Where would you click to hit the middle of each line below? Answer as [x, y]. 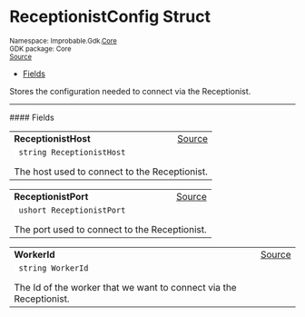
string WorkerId [54, 268]
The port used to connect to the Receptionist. [110, 229]
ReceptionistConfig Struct [110, 17]
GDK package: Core [40, 49]
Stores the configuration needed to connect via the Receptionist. [130, 91]
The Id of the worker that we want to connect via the [126, 287]
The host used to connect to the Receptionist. [111, 172]
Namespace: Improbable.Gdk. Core [64, 41]
